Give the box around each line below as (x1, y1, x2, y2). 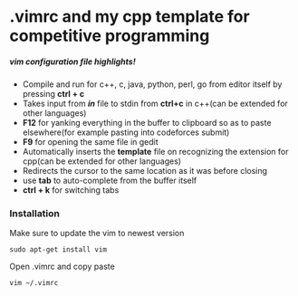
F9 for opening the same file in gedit (22, 137, 159, 148)
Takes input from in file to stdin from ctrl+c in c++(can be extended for (22, 98, 288, 110)
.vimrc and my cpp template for (9, 6, 251, 27)
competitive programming (9, 25, 210, 46)
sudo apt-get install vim (9, 245, 107, 254)
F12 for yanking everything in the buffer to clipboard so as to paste (22, 118, 272, 129)
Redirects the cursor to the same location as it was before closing (22, 166, 268, 177)
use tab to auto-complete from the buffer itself (22, 175, 197, 186)
